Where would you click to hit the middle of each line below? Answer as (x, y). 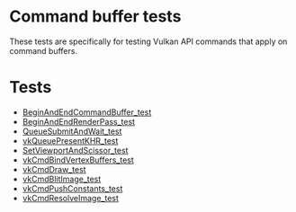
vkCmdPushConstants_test (72, 188)
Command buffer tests (95, 17)
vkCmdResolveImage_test (71, 198)
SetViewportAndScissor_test (75, 150)
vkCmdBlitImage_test (62, 179)
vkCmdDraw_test (54, 169)
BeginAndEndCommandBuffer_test (87, 112)
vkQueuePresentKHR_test (70, 140)
